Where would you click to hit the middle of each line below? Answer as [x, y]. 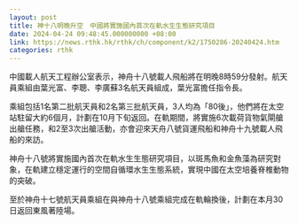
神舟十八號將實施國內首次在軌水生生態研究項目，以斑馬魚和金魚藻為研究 [141, 158]
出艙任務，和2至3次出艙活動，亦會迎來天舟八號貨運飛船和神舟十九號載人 [142, 128]
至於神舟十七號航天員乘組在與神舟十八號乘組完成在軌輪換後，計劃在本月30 [146, 199]
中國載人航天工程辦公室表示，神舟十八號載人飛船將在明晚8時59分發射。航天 [149, 77]
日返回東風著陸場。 [44, 211]
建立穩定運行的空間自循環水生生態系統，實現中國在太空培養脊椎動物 [164, 170]
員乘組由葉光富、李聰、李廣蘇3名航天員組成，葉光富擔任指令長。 [128, 88]
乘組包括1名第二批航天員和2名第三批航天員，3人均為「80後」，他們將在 [139, 106]
